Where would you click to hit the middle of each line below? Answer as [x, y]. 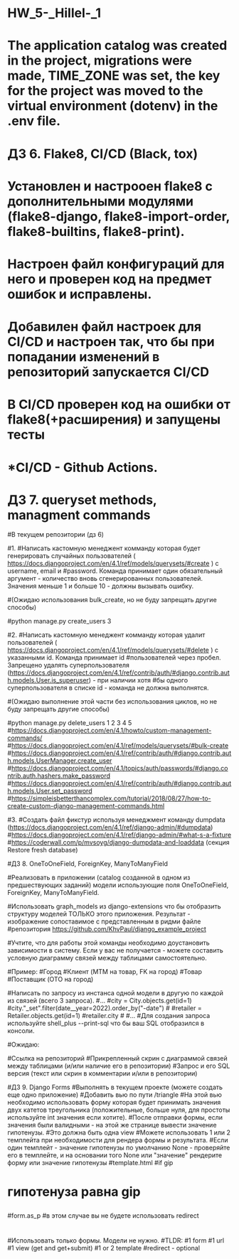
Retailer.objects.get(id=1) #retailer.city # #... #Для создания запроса [109, 1016]
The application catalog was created [117, 46]
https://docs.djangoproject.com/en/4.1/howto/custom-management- [111, 731]
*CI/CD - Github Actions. [83, 467]
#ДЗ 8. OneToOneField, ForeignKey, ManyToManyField [88, 864]
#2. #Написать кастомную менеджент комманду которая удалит [106, 635]
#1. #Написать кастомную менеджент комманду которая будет [104, 548]
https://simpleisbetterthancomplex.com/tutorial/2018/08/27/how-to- [111, 798]
